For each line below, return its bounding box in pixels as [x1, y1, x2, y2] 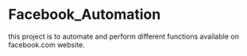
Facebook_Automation [8, 6, 161, 24]
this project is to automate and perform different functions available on [8, 32, 240, 41]
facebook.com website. [8, 39, 86, 49]
